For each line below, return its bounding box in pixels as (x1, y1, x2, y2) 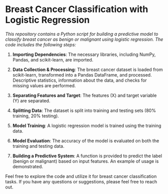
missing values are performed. (12, 82, 76, 89)
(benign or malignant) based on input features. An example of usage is (12, 158, 159, 164)
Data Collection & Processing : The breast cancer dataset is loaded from (12, 67, 163, 73)
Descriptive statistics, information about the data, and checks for (12, 77, 147, 83)
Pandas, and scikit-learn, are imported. (12, 56, 94, 62)
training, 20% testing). (12, 112, 59, 119)
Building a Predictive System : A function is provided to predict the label (12, 153, 162, 159)
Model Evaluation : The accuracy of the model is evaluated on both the (12, 138, 159, 144)
